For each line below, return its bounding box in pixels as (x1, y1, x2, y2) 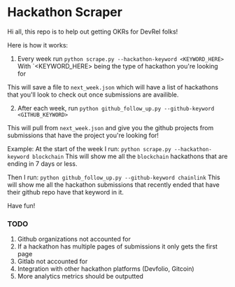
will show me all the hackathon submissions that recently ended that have (7, 180, 220, 189)
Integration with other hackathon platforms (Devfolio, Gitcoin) (17, 265, 194, 273)
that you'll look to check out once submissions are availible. (7, 90, 179, 99)
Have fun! (7, 201, 36, 210)
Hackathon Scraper (7, 4, 122, 20)
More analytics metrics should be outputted (17, 272, 143, 281)
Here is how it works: (7, 41, 69, 49)
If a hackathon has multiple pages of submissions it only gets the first (17, 242, 218, 251)
